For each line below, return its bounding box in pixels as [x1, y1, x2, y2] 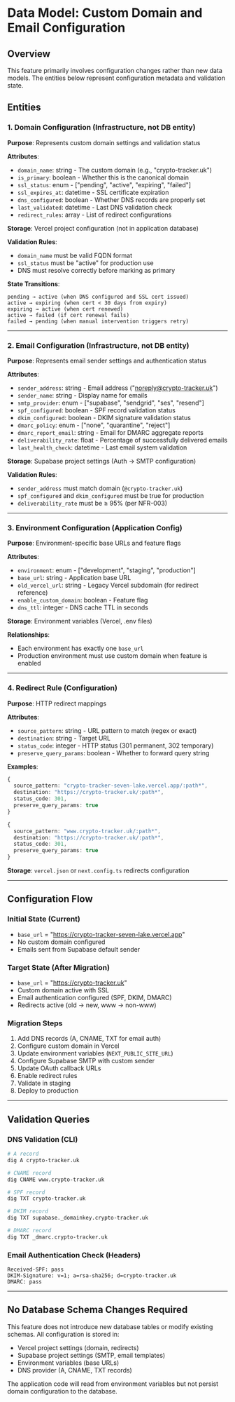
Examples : [7, 762, 38, 771]
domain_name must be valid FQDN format [17, 251, 133, 259]
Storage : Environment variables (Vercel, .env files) [7, 617, 152, 626]
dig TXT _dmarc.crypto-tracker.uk [7, 1233, 108, 1241]
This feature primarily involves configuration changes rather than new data [7, 67, 222, 74]
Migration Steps [7, 1018, 63, 1028]
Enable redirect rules [17, 1072, 78, 1080]
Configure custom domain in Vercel [17, 1042, 120, 1050]
